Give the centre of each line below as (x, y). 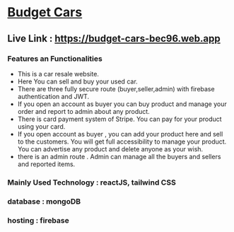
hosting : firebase (38, 220)
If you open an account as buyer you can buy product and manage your (122, 104)
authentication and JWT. (53, 96)
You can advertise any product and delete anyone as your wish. (110, 149)
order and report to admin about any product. (83, 111)
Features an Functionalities (55, 59)
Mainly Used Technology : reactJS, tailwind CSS (92, 182)
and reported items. (46, 164)
